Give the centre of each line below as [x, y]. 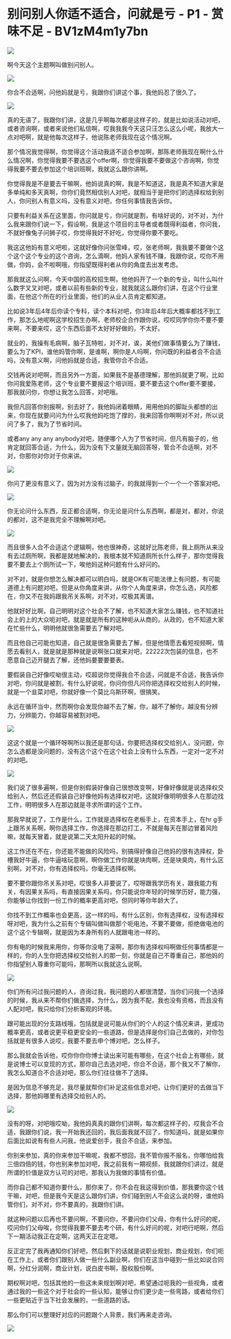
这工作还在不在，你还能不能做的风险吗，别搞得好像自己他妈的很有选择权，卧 [115, 851]
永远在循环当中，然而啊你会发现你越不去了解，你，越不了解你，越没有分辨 [112, 706]
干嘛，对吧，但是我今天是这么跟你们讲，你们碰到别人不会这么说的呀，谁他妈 [115, 1196]
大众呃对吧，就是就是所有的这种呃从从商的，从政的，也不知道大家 [130, 619]
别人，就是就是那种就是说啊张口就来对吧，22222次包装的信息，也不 [122, 651]
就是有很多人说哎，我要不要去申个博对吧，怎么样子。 [88, 1041]
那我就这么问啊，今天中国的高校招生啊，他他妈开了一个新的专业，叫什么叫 [112, 279]
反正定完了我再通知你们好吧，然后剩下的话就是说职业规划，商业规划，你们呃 [115, 1251]
